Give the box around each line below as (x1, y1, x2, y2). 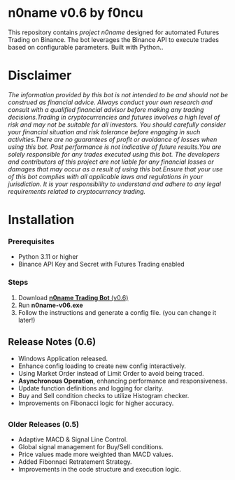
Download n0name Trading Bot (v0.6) (17, 293, 129, 302)
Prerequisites (8, 237, 55, 246)
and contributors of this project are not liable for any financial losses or (8, 157, 214, 166)
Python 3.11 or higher (17, 253, 79, 261)
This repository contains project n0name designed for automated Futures (8, 28, 220, 36)
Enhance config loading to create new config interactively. (17, 362, 187, 370)
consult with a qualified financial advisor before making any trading (8, 105, 204, 113)
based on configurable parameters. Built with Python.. (8, 43, 164, 51)
